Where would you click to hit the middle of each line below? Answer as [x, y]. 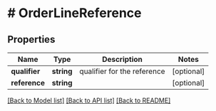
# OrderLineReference [74, 13]
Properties [31, 39]
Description [122, 59]
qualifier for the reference [122, 71]
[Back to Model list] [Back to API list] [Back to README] [89, 100]
